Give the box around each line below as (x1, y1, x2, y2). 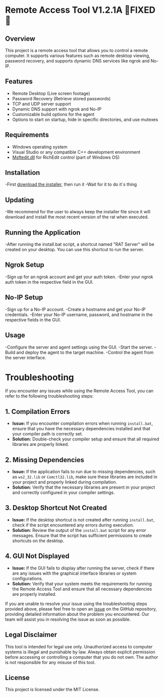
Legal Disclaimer (5, 631, 57, 639)
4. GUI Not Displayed (5, 552, 70, 560)
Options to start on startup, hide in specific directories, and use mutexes (12, 116, 158, 122)
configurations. (12, 575, 43, 581)
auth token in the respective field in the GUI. (5, 279, 94, 285)
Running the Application (5, 228, 81, 236)
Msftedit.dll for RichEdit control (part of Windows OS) (12, 154, 120, 160)
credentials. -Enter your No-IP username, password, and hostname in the (5, 312, 153, 318)
